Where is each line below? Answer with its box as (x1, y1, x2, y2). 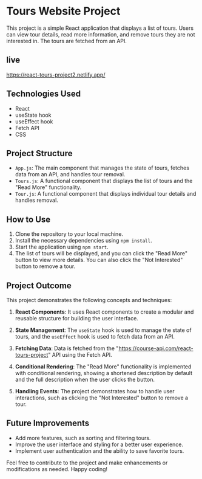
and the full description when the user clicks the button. (15, 376, 155, 383)
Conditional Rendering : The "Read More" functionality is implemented (15, 363, 192, 370)
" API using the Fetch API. (48, 351, 112, 358)
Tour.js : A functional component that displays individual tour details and (15, 190, 197, 198)
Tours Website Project (6, 4, 121, 18)
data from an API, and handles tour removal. (15, 171, 126, 178)
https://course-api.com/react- (118, 345, 194, 352)
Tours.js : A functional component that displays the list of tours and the (15, 177, 193, 185)
